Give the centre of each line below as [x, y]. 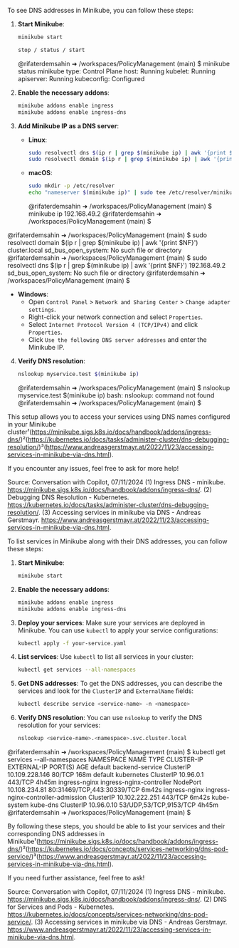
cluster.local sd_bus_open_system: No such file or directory [95, 250]
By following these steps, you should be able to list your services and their [116, 826]
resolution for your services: [59, 725]
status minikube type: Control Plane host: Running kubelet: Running [116, 71]
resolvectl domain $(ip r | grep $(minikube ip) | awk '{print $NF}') [103, 243]
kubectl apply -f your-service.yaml [72, 643]
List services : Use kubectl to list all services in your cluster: [106, 657]
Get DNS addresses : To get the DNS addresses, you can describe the [120, 684]
